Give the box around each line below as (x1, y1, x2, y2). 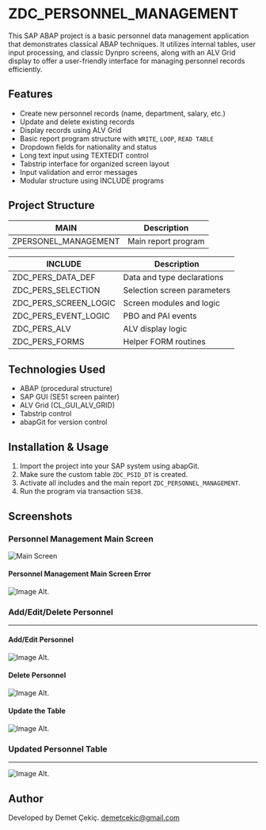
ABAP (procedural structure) (19, 384, 113, 393)
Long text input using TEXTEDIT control (19, 150, 149, 160)
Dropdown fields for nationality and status (19, 142, 157, 151)
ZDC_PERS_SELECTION (12, 284, 101, 295)
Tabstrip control (19, 409, 72, 419)
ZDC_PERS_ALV (12, 323, 71, 334)
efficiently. (8, 64, 43, 74)
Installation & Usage (8, 440, 109, 453)
